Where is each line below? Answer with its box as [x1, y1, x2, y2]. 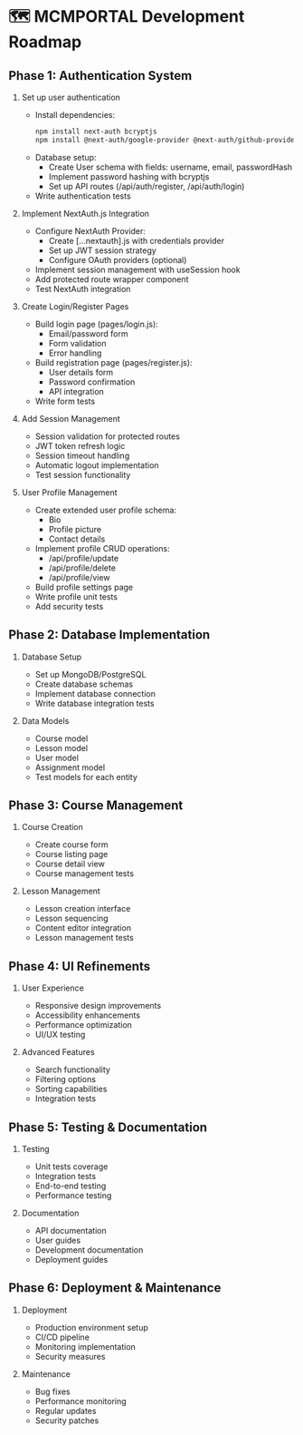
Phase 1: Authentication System [8, 68, 193, 83]
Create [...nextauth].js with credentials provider [48, 235, 225, 246]
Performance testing [34, 1190, 112, 1201]
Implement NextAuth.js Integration [21, 208, 150, 219]
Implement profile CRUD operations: [34, 542, 171, 553]
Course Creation [21, 822, 83, 833]
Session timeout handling [34, 450, 130, 461]
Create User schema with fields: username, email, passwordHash [48, 161, 293, 172]
